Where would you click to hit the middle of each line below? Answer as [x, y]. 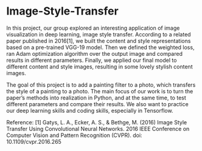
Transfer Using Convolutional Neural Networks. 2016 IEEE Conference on [98, 129]
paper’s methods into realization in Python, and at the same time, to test [96, 98]
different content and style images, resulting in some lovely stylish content [99, 66]
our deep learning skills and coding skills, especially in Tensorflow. [90, 110]
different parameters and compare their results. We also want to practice [97, 104]
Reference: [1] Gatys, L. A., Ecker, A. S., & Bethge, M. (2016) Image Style [97, 122]
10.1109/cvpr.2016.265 [34, 141]
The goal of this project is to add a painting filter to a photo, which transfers [101, 85]
